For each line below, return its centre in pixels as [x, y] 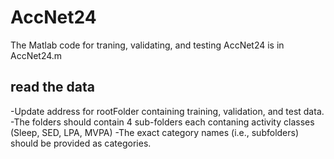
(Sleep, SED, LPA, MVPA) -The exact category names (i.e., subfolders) [155, 132]
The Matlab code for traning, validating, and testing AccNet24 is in [147, 45]
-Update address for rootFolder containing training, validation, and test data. [167, 111]
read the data [52, 87]
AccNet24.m [36, 55]
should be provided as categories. [81, 143]
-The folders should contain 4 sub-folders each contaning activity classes [162, 122]
